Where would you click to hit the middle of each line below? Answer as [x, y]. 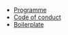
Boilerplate [29, 24]
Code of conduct [37, 17]
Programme [30, 10]
